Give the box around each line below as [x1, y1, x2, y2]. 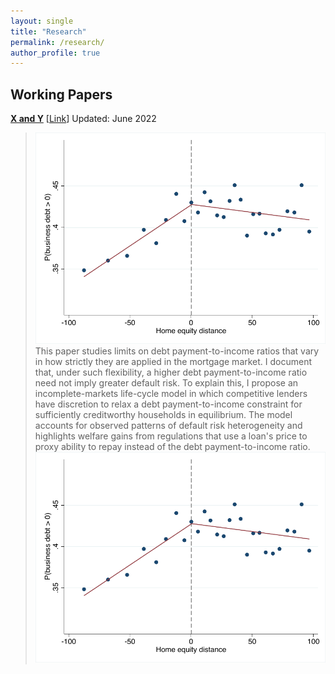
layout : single [10, 16, 74, 26]
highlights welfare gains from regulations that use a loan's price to [34, 430, 308, 442]
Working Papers [10, 86, 113, 103]
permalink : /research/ [10, 37, 105, 47]
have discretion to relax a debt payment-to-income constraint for [34, 398, 303, 410]
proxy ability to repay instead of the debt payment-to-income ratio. [34, 440, 311, 452]
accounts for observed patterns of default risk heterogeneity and [34, 419, 303, 431]
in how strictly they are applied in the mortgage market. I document [34, 355, 313, 367]
